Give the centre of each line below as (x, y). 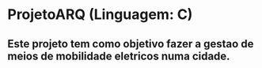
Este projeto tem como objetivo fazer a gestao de (131, 44)
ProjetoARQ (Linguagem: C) (100, 15)
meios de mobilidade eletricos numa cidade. (119, 56)
